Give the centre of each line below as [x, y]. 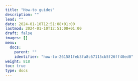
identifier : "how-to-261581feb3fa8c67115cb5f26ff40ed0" [74, 57]
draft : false [19, 33]
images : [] [17, 38]
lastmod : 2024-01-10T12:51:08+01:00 [43, 29]
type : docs [17, 71]
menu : [11, 43]
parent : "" [26, 52]
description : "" [22, 15]
